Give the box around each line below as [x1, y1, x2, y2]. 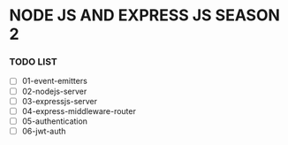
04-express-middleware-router [21, 105, 137, 116]
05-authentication [21, 116, 88, 126]
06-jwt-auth [21, 126, 66, 136]
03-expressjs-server [21, 95, 98, 106]
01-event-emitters [21, 76, 88, 87]
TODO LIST [9, 56, 57, 68]
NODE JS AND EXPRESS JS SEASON [9, 5, 281, 26]
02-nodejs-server [21, 86, 87, 96]
